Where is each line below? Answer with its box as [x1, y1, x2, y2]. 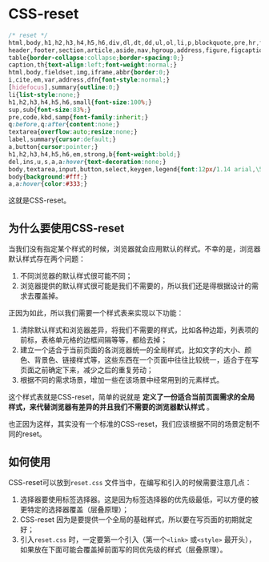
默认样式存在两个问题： [8, 254, 86, 264]
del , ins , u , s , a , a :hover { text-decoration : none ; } [8, 158, 167, 166]
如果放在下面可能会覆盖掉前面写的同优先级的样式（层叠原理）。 [19, 544, 227, 554]
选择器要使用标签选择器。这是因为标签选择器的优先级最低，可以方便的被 [19, 494, 259, 504]
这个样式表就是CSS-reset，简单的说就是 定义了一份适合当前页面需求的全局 [8, 392, 255, 402]
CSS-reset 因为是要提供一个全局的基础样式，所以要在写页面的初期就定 [19, 514, 253, 524]
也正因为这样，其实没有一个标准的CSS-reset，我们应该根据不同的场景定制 [8, 419, 253, 429]
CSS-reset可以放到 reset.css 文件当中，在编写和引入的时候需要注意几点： [8, 477, 252, 487]
